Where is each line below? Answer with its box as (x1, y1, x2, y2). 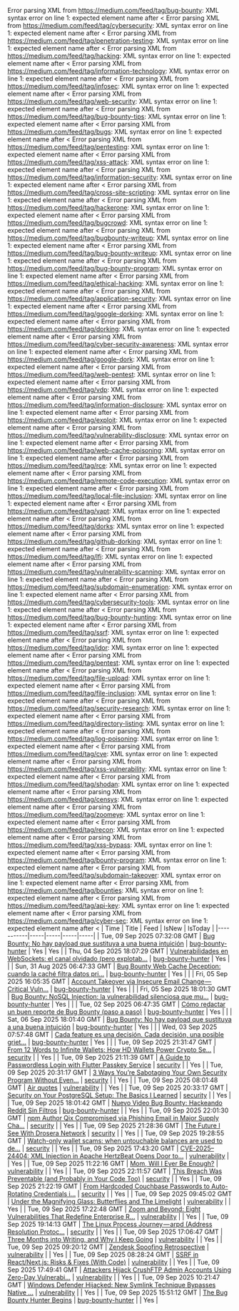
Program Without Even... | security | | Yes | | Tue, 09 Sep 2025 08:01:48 (7, 1076, 218, 1084)
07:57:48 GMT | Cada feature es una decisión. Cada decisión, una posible (7, 1030, 225, 1038)
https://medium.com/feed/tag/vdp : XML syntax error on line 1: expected (7, 386, 219, 393)
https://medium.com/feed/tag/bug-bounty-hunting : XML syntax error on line (7, 613, 232, 621)
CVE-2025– (180, 1144, 214, 1152)
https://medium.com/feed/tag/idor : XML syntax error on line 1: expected (7, 643, 219, 652)
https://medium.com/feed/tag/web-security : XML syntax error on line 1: (7, 97, 218, 106)
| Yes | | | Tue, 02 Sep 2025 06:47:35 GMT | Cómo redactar (51, 1000, 226, 1008)
